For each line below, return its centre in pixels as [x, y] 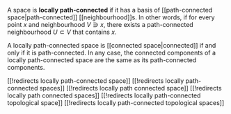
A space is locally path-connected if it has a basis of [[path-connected [110, 10]
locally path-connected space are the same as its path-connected [102, 60]
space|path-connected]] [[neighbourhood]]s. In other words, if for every [111, 17]
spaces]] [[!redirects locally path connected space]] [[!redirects [130, 88]
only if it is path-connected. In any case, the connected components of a [112, 53]
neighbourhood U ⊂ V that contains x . [62, 32]
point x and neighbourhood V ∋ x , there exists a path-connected [100, 25]
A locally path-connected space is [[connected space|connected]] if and [112, 45]
